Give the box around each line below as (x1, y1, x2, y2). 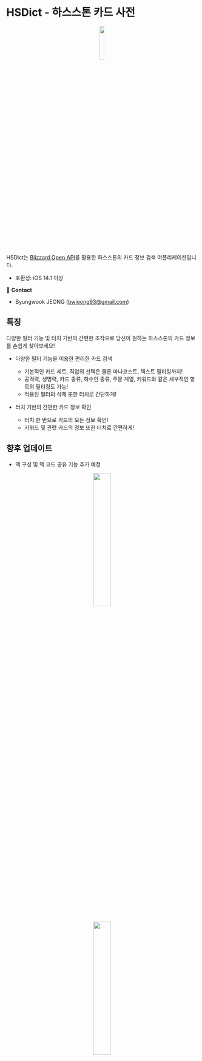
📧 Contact (6, 286, 32, 293)
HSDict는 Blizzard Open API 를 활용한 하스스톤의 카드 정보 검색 (6, 253, 156, 261)
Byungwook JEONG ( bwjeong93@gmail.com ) (15, 298, 129, 305)
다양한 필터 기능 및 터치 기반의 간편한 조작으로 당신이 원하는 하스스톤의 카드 (6, 334, 184, 341)
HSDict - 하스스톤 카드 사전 (6, 5, 135, 19)
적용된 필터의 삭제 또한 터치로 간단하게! (24, 390, 117, 398)
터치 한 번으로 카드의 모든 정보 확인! (24, 416, 109, 423)
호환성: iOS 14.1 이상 (15, 274, 64, 281)
